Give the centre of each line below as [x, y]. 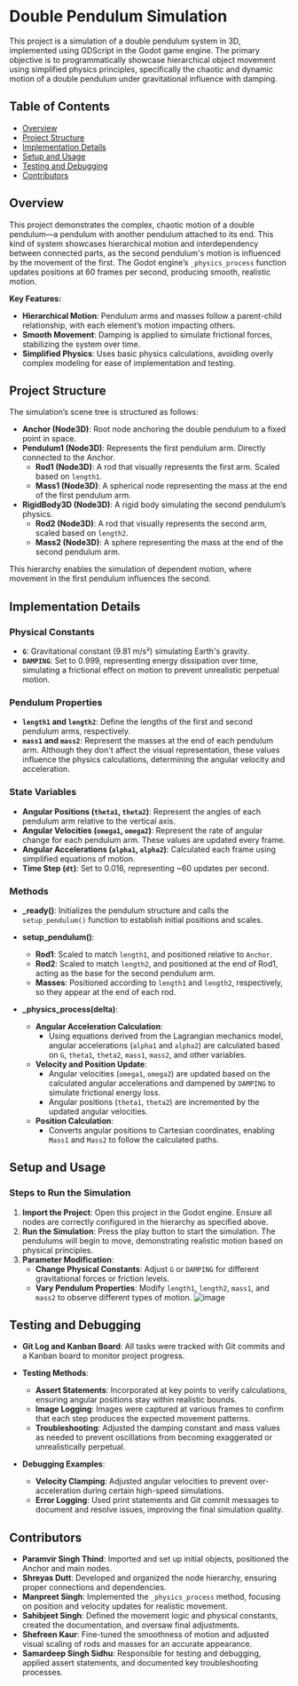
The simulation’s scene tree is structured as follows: [104, 412]
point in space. [49, 439]
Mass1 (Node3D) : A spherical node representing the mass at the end [161, 486]
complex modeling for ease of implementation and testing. [129, 362]
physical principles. [57, 1250]
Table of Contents [60, 107]
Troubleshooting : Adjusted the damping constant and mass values [158, 1428]
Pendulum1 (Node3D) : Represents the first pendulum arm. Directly [144, 448]
